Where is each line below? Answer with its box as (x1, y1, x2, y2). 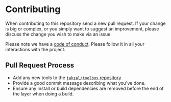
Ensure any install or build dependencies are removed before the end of (12, 85, 164, 91)
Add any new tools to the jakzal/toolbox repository (12, 75, 121, 81)
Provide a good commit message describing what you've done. (12, 80, 146, 86)
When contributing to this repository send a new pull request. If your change (5, 20, 166, 26)
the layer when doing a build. (12, 90, 74, 97)
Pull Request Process (5, 61, 75, 70)
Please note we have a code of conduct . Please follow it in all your (5, 41, 144, 47)
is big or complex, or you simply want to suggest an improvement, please (5, 25, 159, 31)
